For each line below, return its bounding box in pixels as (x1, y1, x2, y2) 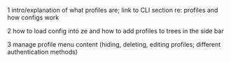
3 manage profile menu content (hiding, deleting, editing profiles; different (7, 40, 221, 48)
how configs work (7, 13, 59, 22)
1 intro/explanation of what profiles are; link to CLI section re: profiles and (7, 6, 218, 14)
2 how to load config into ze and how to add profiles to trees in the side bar (7, 27, 224, 35)
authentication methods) (7, 48, 78, 56)
